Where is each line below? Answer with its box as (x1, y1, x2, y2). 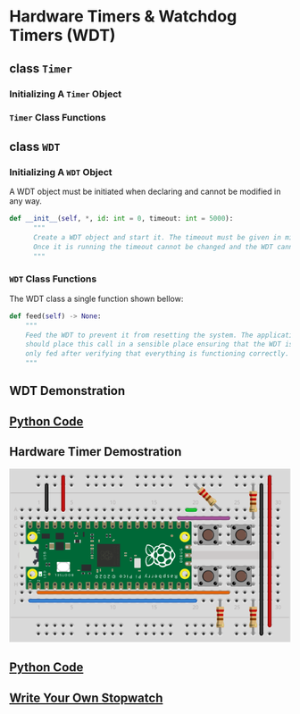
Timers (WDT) (9, 25, 116, 46)
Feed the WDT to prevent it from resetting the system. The (25, 331, 254, 340)
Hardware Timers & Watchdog (9, 6, 237, 27)
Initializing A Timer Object (9, 88, 122, 100)
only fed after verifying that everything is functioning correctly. (25, 349, 290, 358)
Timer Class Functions (9, 112, 106, 124)
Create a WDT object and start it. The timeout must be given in (32, 232, 281, 242)
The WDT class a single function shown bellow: (9, 293, 184, 304)
